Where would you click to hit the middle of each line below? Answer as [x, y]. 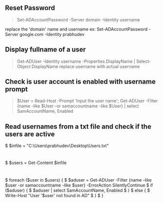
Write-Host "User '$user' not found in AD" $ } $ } [54, 195]
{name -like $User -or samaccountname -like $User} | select [78, 106]
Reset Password [30, 8]
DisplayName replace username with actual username [86, 66]
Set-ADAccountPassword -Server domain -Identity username [78, 19]
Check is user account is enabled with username [80, 82]
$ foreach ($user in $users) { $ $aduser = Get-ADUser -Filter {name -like [78, 180]
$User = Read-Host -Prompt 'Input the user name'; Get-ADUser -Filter [87, 101]
